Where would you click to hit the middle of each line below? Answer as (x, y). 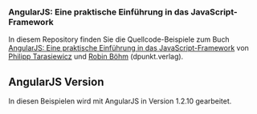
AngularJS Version (56, 81)
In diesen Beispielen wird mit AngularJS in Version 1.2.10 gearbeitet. (120, 101)
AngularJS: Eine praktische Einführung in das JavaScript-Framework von (128, 48)
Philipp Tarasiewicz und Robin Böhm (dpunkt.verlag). (96, 57)
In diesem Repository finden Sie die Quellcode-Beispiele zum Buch (119, 39)
